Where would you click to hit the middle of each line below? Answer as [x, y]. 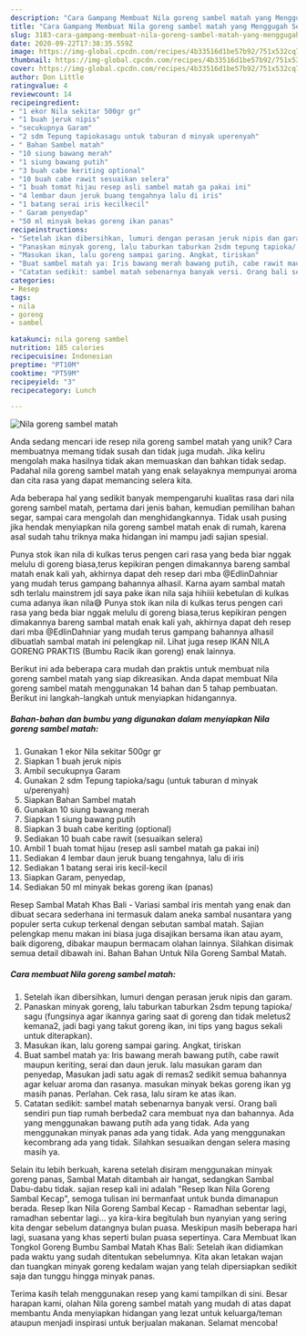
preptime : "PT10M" [45, 365]
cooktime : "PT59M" [45, 373]
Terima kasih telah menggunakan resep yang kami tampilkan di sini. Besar [149, 1294]
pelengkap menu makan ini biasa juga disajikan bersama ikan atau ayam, [147, 934]
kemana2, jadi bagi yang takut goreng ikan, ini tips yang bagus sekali [153, 1026]
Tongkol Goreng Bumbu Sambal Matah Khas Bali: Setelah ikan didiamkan [147, 1247]
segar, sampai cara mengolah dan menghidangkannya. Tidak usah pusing [149, 518]
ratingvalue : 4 [39, 86]
